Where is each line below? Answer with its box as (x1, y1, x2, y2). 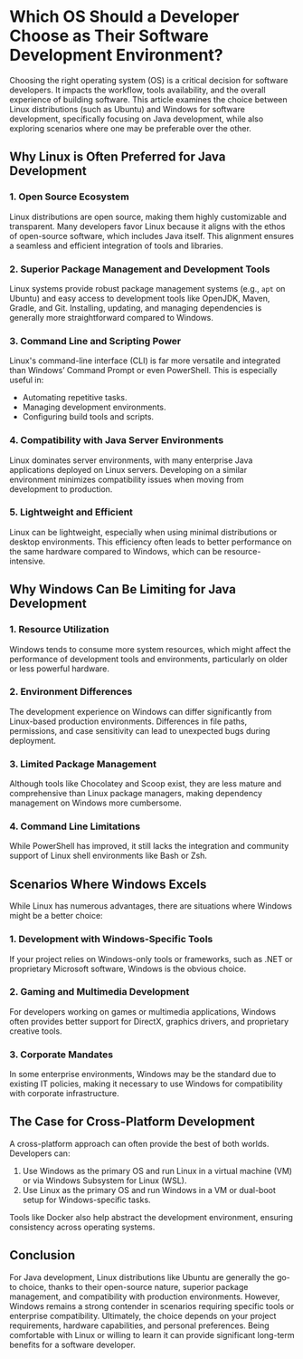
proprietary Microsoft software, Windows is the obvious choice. (9, 963, 247, 974)
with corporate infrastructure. (9, 1088, 119, 1099)
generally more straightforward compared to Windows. (9, 312, 214, 323)
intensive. (9, 555, 46, 566)
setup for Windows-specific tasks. (22, 1194, 151, 1205)
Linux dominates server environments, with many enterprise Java (9, 455, 253, 466)
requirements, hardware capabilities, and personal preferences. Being (9, 1320, 270, 1331)
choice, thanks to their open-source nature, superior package (18, 1281, 249, 1292)
